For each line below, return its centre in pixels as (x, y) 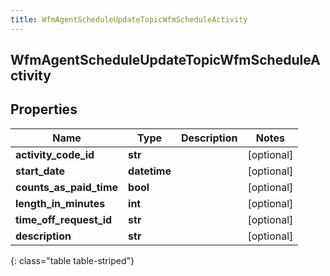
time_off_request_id (64, 219)
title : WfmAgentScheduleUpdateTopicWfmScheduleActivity (129, 19)
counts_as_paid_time (67, 187)
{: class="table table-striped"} (72, 260)
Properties (44, 109)
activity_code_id (55, 154)
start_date (40, 171)
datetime (150, 171)
